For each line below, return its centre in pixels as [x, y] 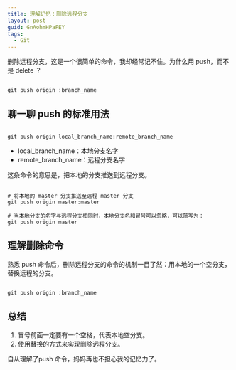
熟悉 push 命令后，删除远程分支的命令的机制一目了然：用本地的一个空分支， [119, 264]
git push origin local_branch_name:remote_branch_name [90, 137]
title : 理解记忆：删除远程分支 [48, 14]
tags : [15, 34]
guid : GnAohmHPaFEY [36, 27]
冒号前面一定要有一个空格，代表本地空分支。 [83, 334]
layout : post [27, 21]
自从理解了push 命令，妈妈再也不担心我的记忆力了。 [84, 359]
